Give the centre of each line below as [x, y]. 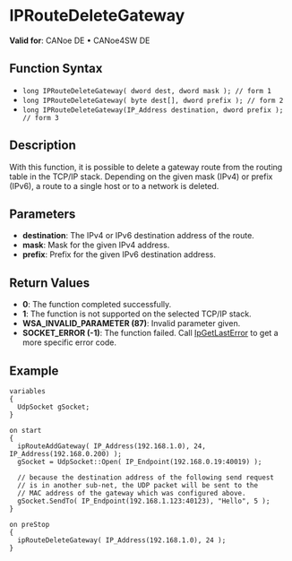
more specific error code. [69, 342]
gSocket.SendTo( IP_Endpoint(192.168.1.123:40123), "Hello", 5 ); [144, 501]
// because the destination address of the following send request [146, 478]
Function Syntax [56, 69]
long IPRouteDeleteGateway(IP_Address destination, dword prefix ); [153, 110]
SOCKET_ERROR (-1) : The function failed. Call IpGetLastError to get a [150, 333]
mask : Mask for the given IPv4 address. [96, 245]
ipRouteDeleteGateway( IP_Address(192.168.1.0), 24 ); [122, 540]
